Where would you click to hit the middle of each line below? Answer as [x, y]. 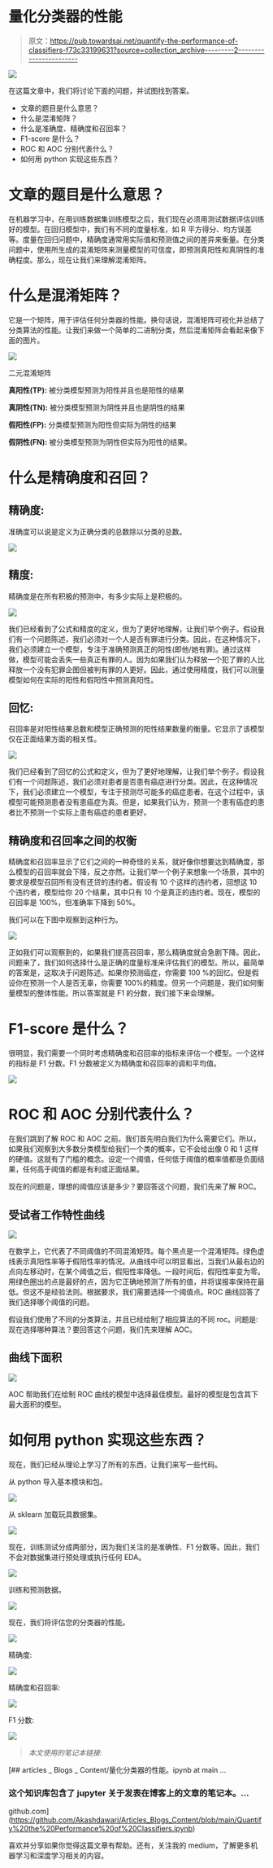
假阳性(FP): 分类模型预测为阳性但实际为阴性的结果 [93, 424]
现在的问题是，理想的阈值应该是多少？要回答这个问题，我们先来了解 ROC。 [134, 1187]
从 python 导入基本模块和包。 [58, 1481]
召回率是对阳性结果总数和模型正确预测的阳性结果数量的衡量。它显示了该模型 [136, 729]
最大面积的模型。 [37, 1404]
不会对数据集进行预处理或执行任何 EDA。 [77, 1557]
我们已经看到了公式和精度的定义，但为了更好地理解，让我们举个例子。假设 [133, 629]
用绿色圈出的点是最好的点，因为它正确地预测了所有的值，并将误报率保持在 [133, 1281]
